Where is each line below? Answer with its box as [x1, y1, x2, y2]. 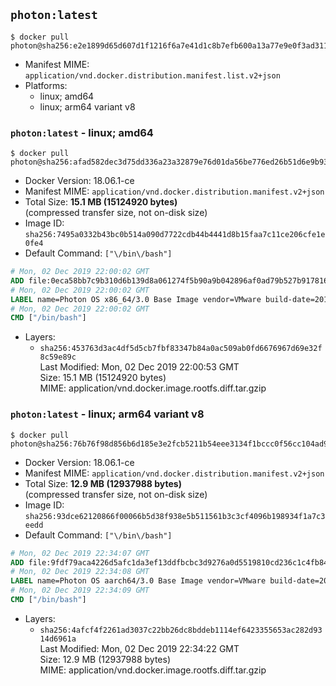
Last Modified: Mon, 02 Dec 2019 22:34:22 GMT [39, 642, 240, 654]
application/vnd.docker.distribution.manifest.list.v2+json [24, 70, 281, 81]
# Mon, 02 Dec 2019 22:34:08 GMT [10, 567, 150, 577]
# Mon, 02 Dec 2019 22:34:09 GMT [10, 585, 150, 596]
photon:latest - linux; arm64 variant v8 [10, 407, 205, 421]
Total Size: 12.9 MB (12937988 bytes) [24, 477, 182, 489]
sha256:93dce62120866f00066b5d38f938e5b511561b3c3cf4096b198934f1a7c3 [24, 511, 326, 521]
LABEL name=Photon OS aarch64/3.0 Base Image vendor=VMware [10, 576, 267, 586]
